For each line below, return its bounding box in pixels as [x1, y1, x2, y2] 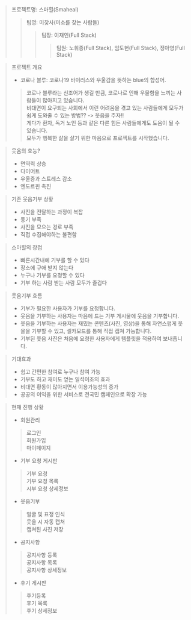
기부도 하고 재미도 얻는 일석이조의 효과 [20, 376, 111, 382]
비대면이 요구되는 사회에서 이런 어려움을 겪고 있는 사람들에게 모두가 [26, 104, 184, 111]
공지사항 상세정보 [26, 566, 67, 574]
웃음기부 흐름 [11, 292, 43, 299]
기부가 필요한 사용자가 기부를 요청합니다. [20, 305, 115, 312]
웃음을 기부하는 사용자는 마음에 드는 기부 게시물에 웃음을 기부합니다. [20, 312, 180, 319]
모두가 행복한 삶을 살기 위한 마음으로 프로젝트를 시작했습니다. [26, 134, 169, 141]
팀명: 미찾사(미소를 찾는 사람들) [26, 19, 100, 26]
